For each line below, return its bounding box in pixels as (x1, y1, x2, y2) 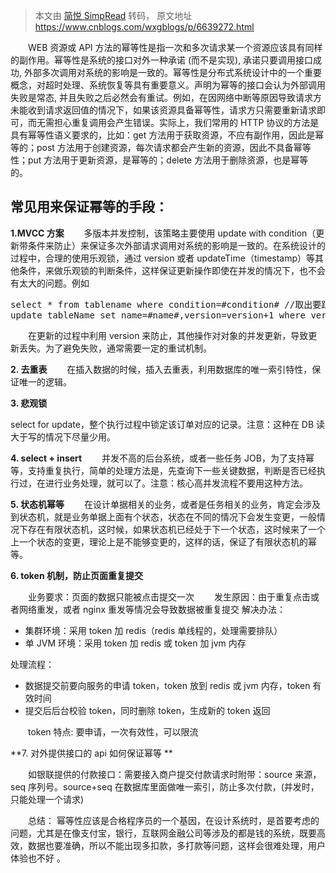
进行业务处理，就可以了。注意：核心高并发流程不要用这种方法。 (44, 477, 308, 489)
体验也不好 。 (10, 852, 66, 864)
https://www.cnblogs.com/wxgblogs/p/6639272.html (34, 21, 255, 33)
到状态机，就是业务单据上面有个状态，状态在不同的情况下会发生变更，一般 (10, 510, 317, 523)
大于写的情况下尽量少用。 (10, 430, 116, 443)
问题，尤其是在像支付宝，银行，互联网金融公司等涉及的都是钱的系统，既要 (10, 827, 317, 839)
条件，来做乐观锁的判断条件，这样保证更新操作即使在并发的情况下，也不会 (18, 264, 326, 276)
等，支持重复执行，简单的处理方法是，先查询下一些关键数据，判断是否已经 (10, 464, 317, 476)
